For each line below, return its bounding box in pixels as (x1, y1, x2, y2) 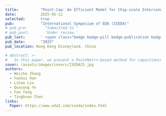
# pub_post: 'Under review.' (5, 30, 79, 35)
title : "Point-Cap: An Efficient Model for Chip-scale (5, 7, 140, 12)
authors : (5, 67, 23, 72)
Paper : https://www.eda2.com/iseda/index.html (9, 103, 107, 109)
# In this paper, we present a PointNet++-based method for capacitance (5, 57, 163, 62)
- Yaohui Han (9, 76, 37, 81)
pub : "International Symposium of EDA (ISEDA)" (5, 21, 129, 26)
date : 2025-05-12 (5, 12, 63, 17)
